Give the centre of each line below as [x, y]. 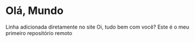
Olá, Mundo [35, 11]
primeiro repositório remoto [39, 33]
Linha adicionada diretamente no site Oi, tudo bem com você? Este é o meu [97, 27]
